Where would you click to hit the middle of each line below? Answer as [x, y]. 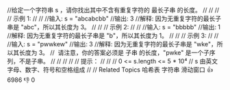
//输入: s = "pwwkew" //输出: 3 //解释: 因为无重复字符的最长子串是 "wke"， [112, 44]
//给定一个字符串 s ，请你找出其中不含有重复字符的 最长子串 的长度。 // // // [113, 10]
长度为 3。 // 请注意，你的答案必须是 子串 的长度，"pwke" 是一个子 [114, 52]
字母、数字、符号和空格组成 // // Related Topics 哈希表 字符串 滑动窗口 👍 [110, 70]
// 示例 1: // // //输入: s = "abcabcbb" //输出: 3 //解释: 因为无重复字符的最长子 [114, 18]
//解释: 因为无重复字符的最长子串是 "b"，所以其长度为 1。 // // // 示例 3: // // [113, 35]
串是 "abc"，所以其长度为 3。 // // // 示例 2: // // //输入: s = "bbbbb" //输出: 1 [114, 27]
